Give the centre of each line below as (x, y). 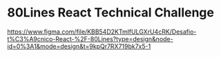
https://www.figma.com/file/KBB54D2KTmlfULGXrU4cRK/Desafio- (102, 32)
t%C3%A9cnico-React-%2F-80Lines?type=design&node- (90, 38)
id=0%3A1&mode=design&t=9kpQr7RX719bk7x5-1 (79, 46)
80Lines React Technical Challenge (110, 13)
